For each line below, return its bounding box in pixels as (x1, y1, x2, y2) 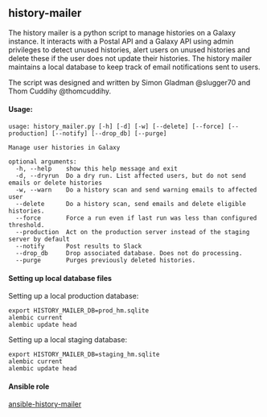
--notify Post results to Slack (15, 242, 142, 250)
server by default (8, 235, 70, 244)
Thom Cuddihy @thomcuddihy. (8, 86, 112, 96)
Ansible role (8, 382, 50, 391)
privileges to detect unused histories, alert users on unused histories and (8, 44, 251, 55)
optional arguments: (8, 158, 78, 166)
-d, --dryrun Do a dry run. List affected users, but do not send (15, 172, 247, 180)
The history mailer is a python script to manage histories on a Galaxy (8, 27, 236, 37)
